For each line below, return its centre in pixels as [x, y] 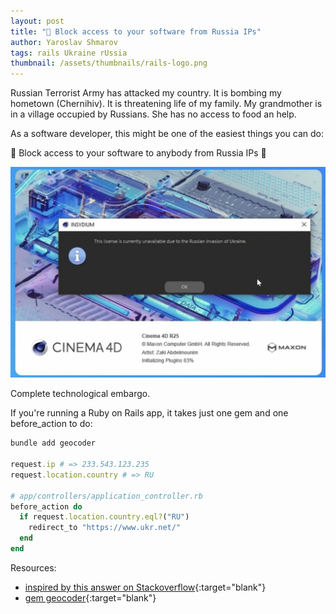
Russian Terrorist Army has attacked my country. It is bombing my [146, 93]
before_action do [46, 506]
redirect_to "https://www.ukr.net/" [105, 528]
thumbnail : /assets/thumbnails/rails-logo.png [109, 63]
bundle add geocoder [53, 443]
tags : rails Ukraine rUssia [69, 53]
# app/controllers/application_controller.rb [106, 496]
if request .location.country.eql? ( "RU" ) [104, 517]
